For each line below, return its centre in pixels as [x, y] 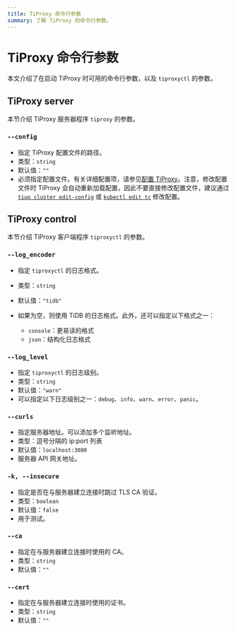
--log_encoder [31, 255]
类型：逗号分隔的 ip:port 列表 [60, 441]
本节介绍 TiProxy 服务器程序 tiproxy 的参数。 [73, 119]
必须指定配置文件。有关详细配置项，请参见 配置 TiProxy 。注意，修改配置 [122, 179]
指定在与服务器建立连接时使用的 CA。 [72, 551]
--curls [20, 417]
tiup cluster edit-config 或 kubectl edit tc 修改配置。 [100, 196]
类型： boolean [38, 501]
